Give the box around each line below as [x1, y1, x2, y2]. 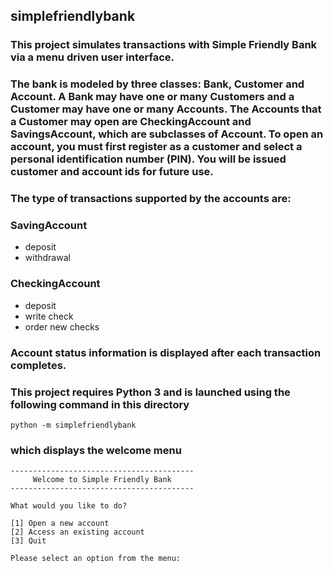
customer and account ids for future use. [10, 165, 214, 179]
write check [24, 310, 74, 322]
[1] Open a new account [10, 519, 110, 529]
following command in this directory [10, 397, 190, 411]
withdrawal [24, 252, 71, 264]
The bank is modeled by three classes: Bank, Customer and [10, 77, 305, 91]
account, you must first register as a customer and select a [10, 140, 303, 154]
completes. [10, 358, 67, 372]
